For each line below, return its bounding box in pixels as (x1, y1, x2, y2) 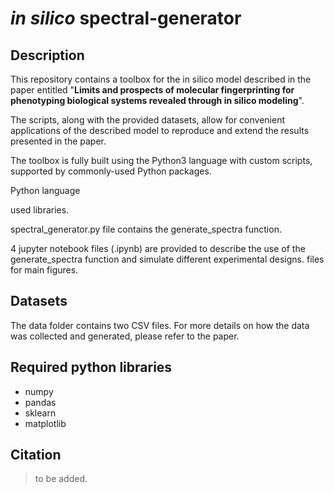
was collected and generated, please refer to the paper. (10, 330, 240, 342)
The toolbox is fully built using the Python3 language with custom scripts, (10, 155, 313, 166)
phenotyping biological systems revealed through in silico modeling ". (10, 95, 305, 106)
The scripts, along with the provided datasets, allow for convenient (10, 114, 285, 126)
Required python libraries (10, 359, 173, 376)
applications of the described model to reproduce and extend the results (10, 125, 310, 136)
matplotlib (24, 417, 67, 429)
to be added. (34, 473, 88, 485)
